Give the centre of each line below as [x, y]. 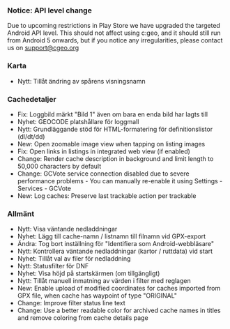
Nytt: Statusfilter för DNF [53, 266]
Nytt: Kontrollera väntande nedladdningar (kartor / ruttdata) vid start [115, 251]
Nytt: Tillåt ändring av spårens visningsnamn [81, 81]
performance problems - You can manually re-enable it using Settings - [120, 181]
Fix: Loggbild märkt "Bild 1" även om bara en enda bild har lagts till [112, 114]
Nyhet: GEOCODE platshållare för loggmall [78, 121]
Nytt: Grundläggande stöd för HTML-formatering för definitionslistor [115, 129]
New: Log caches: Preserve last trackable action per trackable [107, 196]
